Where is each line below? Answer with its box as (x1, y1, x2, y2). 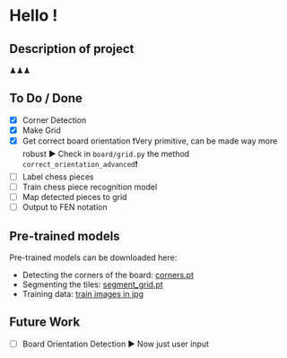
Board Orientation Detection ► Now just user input (22, 338, 209, 349)
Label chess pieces (22, 171, 94, 182)
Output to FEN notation (22, 202, 108, 213)
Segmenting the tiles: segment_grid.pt (22, 279, 163, 290)
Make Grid (22, 125, 61, 135)
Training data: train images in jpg (22, 289, 143, 299)
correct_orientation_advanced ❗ (22, 158, 138, 169)
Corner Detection (22, 114, 87, 126)
